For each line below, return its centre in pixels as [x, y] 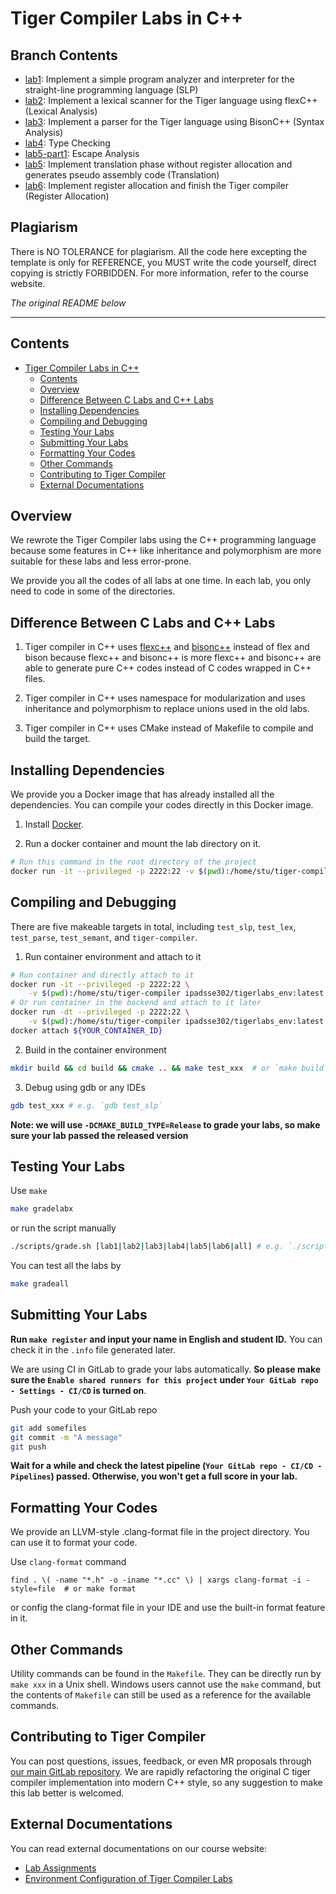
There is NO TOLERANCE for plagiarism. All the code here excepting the [159, 251]
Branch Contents [64, 55]
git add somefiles [48, 1428]
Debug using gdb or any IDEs [85, 1087]
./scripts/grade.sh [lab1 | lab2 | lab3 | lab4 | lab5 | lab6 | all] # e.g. [147, 1247]
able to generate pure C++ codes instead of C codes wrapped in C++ [168, 668]
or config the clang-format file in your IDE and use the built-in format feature [168, 1608]
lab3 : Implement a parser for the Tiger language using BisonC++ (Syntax [174, 121]
